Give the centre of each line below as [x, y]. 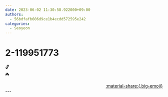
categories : [17, 24]
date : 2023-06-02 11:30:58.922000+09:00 [48, 10]
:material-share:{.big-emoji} [134, 86]
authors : [14, 14]
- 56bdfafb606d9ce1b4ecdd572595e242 [48, 19]
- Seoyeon [20, 28]
